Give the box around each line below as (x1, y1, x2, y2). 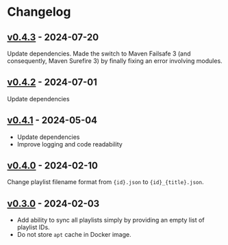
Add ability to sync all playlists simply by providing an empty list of (16, 216, 205, 224)
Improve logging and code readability (16, 140, 123, 148)
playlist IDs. (16, 223, 50, 231)
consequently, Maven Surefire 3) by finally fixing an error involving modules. (7, 57, 223, 65)
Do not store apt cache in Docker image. (16, 231, 131, 239)
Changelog (7, 4, 71, 20)
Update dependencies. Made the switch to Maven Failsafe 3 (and (7, 49, 191, 57)
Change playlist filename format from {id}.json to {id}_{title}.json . (7, 178, 204, 186)
